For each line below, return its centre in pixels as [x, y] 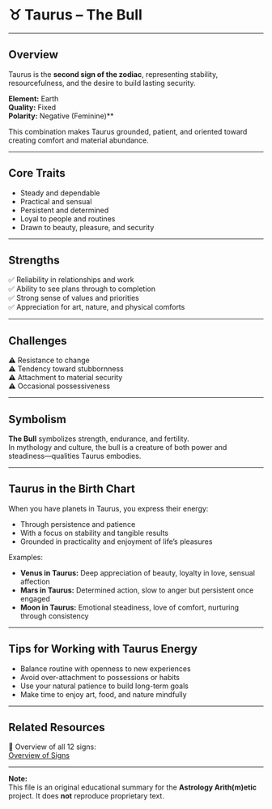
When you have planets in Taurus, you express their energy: [108, 508]
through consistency [54, 616]
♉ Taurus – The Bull [76, 15]
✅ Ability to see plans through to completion [82, 289]
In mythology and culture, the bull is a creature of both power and [118, 447]
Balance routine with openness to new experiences [106, 668]
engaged [35, 598]
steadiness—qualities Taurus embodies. [75, 456]
